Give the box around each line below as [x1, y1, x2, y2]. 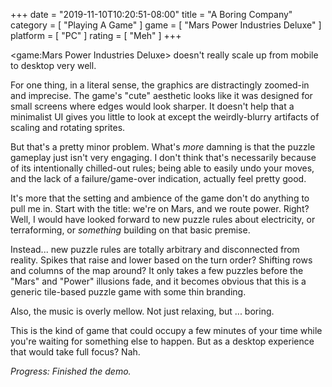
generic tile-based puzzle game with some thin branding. [10, 286, 247, 298]
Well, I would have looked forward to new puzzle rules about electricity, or [10, 214, 316, 225]
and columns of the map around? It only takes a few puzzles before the [10, 265, 304, 276]
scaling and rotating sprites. [10, 122, 126, 133]
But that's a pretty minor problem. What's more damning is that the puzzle [10, 141, 316, 153]
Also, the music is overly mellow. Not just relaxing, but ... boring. [10, 305, 275, 317]
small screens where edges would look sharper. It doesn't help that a [10, 100, 295, 112]
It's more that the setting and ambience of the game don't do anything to [10, 192, 310, 204]
